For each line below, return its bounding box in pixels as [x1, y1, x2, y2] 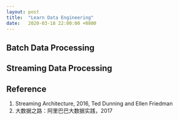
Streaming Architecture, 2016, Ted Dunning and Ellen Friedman [15, 99, 173, 107]
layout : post [6, 8, 40, 15]
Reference [6, 84, 47, 94]
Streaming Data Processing [6, 63, 113, 73]
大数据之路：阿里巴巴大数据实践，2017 [15, 107, 113, 114]
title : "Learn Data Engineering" [6, 15, 94, 21]
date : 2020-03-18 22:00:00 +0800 [6, 20, 97, 26]
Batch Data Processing [6, 42, 95, 53]
